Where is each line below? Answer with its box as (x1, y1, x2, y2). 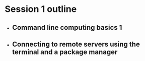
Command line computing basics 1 (12, 23, 122, 32)
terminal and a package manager (12, 48, 118, 56)
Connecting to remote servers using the (12, 40, 140, 48)
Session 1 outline (5, 3, 77, 15)
